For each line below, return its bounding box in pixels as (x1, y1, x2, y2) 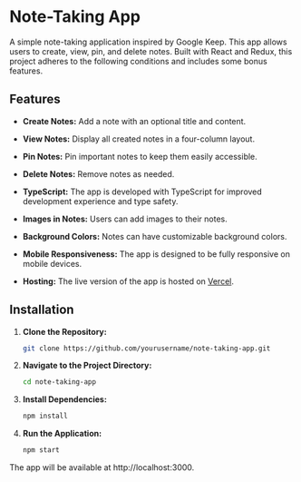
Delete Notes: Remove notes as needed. (22, 168, 175, 179)
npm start (22, 446, 61, 455)
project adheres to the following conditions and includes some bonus (9, 55, 267, 66)
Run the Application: (22, 428, 102, 439)
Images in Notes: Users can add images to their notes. (22, 213, 228, 224)
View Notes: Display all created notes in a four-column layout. (22, 133, 256, 144)
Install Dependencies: (22, 394, 107, 405)
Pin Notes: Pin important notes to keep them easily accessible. (22, 151, 258, 162)
